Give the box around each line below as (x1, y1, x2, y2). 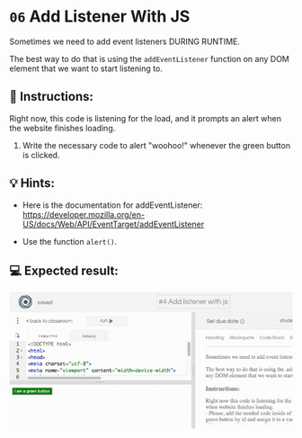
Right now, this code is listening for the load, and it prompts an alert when (9, 112, 281, 123)
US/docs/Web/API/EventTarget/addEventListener (22, 219, 205, 229)
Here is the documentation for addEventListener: (22, 200, 203, 210)
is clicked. (22, 149, 60, 160)
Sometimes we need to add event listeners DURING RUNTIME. (9, 36, 240, 47)
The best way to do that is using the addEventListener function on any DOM (9, 53, 290, 64)
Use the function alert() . (22, 236, 118, 246)
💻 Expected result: (9, 263, 119, 278)
